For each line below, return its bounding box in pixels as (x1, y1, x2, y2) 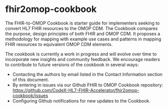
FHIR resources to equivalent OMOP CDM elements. (5, 41, 113, 47)
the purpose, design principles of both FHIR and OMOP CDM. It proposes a (5, 30, 160, 36)
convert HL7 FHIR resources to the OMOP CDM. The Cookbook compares (5, 25, 158, 31)
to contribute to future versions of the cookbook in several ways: (5, 61, 139, 67)
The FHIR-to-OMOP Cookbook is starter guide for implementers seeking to (5, 20, 160, 26)
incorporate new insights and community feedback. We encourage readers (5, 56, 160, 62)
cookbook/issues (12, 92, 49, 98)
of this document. (12, 76, 49, 82)
